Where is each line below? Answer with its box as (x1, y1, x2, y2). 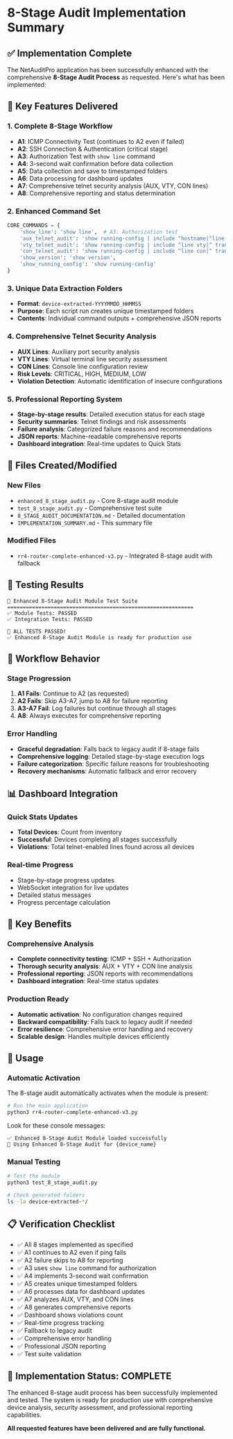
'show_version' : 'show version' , (19, 254, 116, 261)
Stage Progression (7, 673, 71, 683)
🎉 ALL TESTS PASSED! (7, 627, 67, 635)
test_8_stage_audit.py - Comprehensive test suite (17, 504, 162, 512)
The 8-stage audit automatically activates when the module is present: (7, 1089, 209, 1097)
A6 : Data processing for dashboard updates (17, 174, 144, 182)
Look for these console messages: (7, 1121, 106, 1130)
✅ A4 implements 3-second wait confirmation (17, 1272, 148, 1280)
